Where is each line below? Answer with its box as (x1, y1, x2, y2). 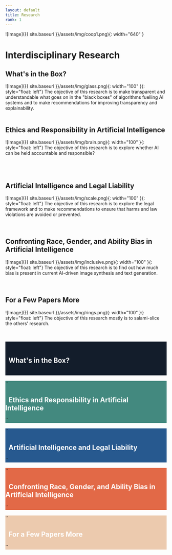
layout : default (5, 7, 40, 13)
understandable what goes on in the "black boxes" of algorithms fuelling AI (5, 94, 164, 100)
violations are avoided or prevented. (5, 211, 81, 218)
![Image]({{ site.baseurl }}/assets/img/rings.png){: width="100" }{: (5, 309, 145, 315)
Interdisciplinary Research (5, 49, 120, 61)
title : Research (5, 12, 40, 17)
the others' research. (5, 320, 50, 327)
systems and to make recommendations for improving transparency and (5, 100, 158, 106)
